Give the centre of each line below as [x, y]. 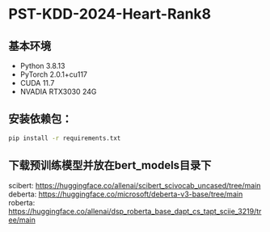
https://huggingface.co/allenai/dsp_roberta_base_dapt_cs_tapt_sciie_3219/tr [135, 211]
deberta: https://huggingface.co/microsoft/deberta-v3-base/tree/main [126, 194]
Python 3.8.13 [42, 66]
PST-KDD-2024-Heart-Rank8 [110, 14]
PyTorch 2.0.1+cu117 [53, 74]
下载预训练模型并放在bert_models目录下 [110, 165]
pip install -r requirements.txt [65, 138]
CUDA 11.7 [37, 83]
